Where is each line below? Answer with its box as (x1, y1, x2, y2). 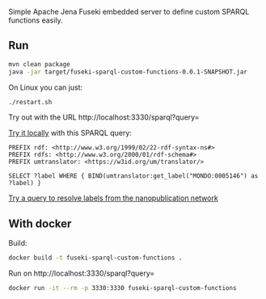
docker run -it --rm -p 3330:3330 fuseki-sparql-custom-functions (8, 284, 237, 293)
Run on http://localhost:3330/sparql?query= (8, 268, 155, 278)
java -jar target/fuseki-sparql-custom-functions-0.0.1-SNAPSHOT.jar (8, 68, 248, 76)
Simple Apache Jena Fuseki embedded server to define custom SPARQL (8, 7, 250, 16)
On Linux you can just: (8, 82, 83, 92)
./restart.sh (8, 98, 53, 106)
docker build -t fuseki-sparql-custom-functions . (8, 254, 183, 262)
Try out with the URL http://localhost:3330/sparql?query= (8, 112, 200, 122)
